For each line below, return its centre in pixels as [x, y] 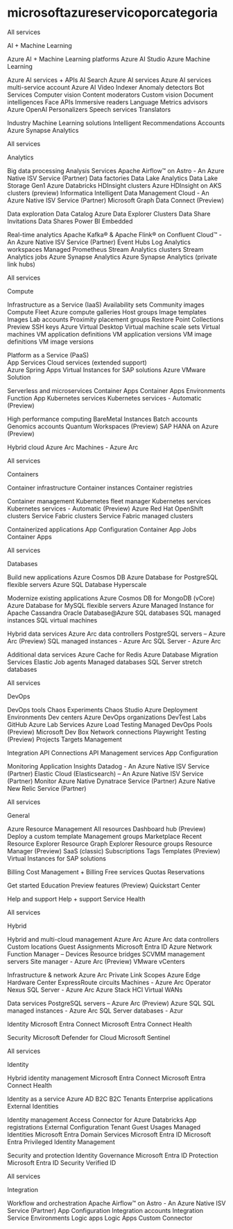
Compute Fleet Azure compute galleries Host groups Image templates [107, 312]
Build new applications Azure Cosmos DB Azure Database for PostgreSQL [113, 577]
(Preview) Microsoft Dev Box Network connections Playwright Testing [107, 732]
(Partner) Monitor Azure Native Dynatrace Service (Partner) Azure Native [111, 781]
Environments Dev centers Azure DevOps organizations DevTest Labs [107, 717]
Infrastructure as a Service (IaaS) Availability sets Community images [106, 305]
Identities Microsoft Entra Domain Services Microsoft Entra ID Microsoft [109, 1134]
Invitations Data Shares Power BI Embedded [70, 221]
